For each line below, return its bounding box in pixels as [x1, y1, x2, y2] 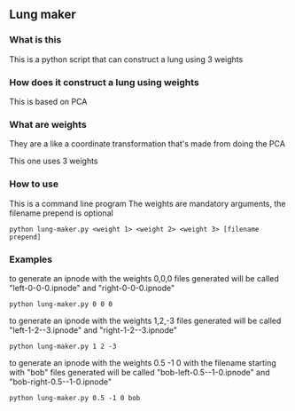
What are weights [9, 118, 87, 130]
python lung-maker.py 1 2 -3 [9, 342, 117, 351]
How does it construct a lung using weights [9, 75, 199, 88]
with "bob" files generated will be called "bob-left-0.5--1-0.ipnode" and [9, 367, 270, 377]
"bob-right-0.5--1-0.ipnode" [9, 376, 113, 387]
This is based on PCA [9, 96, 88, 107]
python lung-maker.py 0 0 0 [9, 299, 113, 309]
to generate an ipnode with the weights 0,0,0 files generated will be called [9, 273, 279, 283]
